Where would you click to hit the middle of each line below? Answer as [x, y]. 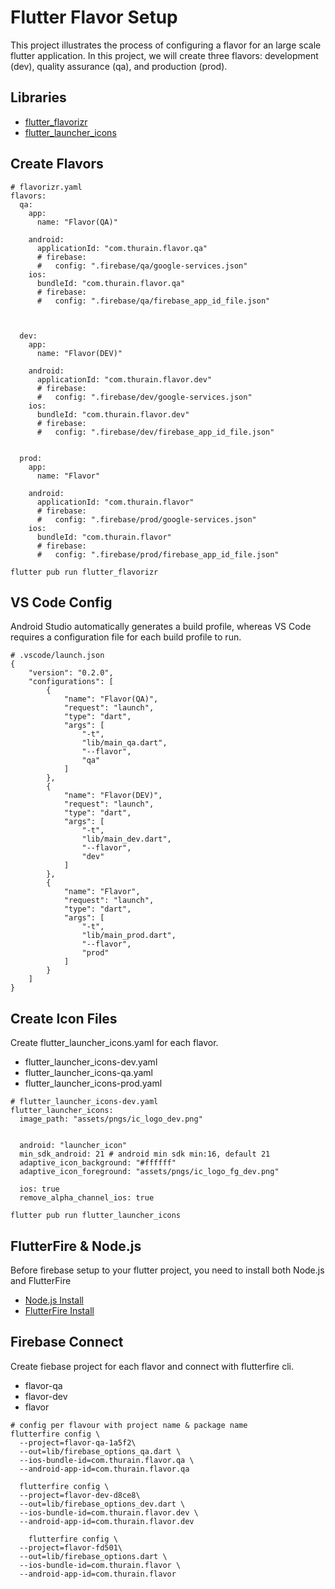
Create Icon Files [64, 1018]
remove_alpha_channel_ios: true [87, 1198]
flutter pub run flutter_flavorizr [84, 572]
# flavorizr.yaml [46, 187]
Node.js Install [54, 1300]
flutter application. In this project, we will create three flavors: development [164, 55]
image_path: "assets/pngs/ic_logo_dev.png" [111, 1119]
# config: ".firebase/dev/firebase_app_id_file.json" [155, 432]
